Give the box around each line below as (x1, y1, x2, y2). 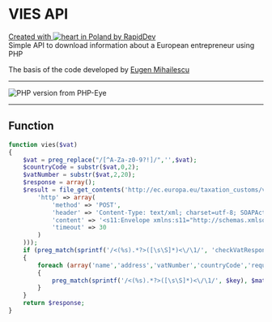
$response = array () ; (23, 178, 96, 187)
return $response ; (23, 299, 85, 307)
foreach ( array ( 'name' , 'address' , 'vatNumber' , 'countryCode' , (37, 261, 249, 269)
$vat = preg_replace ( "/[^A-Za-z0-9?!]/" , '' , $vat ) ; (23, 156, 198, 164)
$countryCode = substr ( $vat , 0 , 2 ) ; (23, 163, 139, 171)
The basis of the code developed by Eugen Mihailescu (8, 64, 190, 74)
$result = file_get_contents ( (23, 186, 125, 194)
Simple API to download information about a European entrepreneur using (8, 40, 255, 49)
